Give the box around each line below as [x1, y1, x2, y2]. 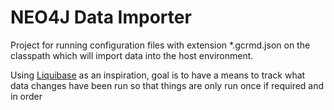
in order [10, 90, 43, 102]
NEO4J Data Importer [10, 6, 192, 29]
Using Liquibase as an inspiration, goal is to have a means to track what [10, 69, 306, 81]
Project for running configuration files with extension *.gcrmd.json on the [10, 39, 311, 51]
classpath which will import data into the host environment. [10, 49, 254, 61]
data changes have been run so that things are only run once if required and [10, 79, 325, 91]
